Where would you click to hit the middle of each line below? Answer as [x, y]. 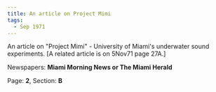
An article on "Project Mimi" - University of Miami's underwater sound [108, 47]
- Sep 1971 [29, 26]
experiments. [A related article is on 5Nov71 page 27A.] [87, 54]
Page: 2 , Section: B [35, 81]
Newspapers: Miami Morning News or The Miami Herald [90, 68]
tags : [15, 20]
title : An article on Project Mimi [59, 14]
